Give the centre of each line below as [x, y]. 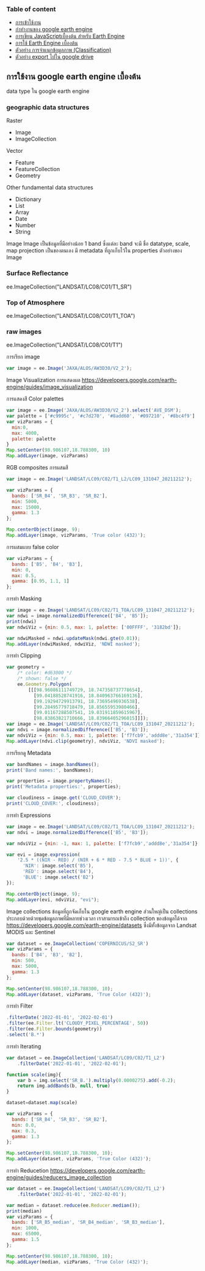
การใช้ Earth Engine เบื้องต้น [46, 43]
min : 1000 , [26, 1228]
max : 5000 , [26, 967]
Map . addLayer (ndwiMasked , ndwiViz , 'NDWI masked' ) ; [73, 644]
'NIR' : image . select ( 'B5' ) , [58, 866]
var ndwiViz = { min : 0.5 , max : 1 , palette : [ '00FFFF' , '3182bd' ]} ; [94, 627]
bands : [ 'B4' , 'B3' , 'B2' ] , [48, 955]
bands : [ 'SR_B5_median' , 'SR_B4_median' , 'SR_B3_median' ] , [88, 1222]
